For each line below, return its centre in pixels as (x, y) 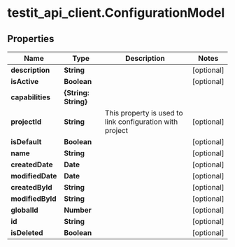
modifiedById (34, 199)
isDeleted (27, 233)
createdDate (32, 164)
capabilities (31, 97)
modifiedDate (34, 176)
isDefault (26, 142)
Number (78, 210)
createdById (31, 187)
